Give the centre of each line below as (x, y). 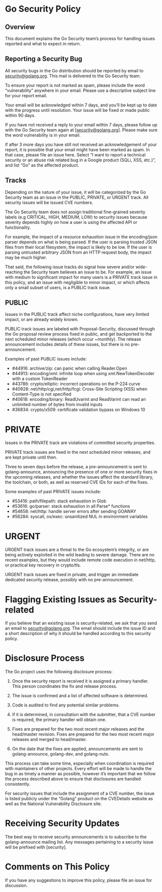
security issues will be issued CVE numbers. (49, 202)
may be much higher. (26, 257)
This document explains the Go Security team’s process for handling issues (80, 38)
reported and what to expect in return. (43, 44)
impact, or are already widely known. (42, 320)
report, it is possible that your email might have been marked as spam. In (77, 150)
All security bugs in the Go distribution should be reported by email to (74, 70)
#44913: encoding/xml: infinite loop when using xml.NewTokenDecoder (83, 374)
